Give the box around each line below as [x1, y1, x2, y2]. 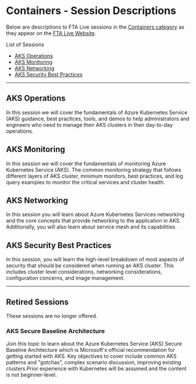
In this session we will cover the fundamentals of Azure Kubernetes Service [6, 109, 188, 116]
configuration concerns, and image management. [6, 275, 125, 282]
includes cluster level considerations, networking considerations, [6, 268, 162, 275]
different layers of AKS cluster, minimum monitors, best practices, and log [6, 172, 184, 179]
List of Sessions [6, 41, 45, 48]
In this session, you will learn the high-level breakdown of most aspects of [6, 256, 185, 263]
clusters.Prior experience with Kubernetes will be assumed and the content [6, 365, 187, 372]
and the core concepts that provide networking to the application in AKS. [6, 217, 181, 224]
